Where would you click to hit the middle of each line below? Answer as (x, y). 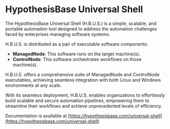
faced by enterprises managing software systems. (58, 34)
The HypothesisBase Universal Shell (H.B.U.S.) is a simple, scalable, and (81, 23)
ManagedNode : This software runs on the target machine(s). (76, 54)
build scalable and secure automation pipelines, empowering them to (77, 101)
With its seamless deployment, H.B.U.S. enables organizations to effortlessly (85, 95)
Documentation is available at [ (38, 116)
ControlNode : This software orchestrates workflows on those (77, 59)
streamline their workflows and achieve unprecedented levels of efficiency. (84, 106)
